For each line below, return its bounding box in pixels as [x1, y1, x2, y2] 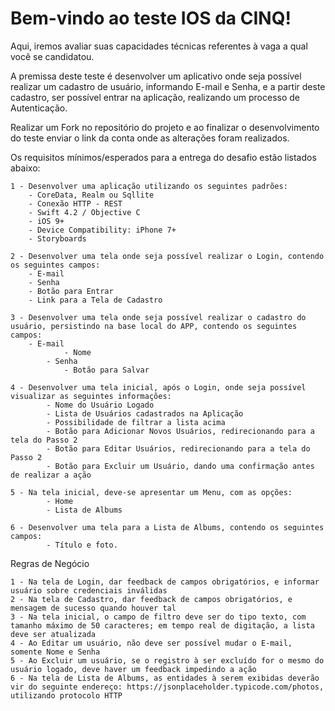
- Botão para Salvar [63, 365, 150, 375]
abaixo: [10, 162, 41, 174]
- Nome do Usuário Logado [46, 400, 155, 410]
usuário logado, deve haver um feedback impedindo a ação [10, 664, 257, 674]
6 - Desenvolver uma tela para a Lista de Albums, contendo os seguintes [10, 522, 325, 532]
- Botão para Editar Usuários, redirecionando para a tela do [46, 443, 311, 454]
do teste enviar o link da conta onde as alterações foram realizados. [10, 132, 290, 144]
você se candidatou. [10, 50, 95, 62]
